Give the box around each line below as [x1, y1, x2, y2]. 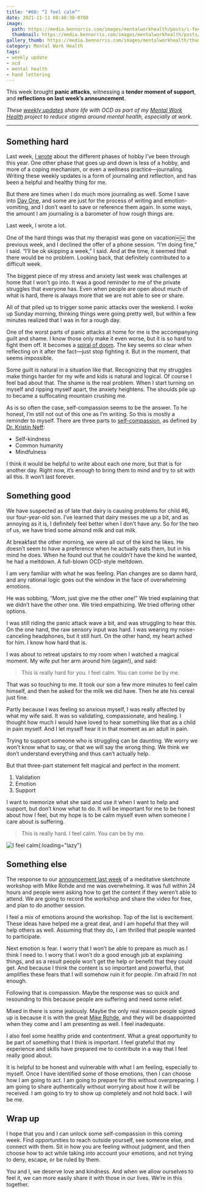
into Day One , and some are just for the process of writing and [6, 197, 163, 205]
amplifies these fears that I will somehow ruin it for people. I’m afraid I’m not [6, 970, 197, 978]
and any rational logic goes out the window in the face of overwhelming [6, 576, 186, 584]
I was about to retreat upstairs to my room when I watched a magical [6, 650, 179, 657]
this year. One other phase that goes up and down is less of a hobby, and [6, 159, 190, 167]
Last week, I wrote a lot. [6, 222, 67, 229]
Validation [15, 774, 41, 781]
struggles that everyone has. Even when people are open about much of [6, 285, 188, 293]
